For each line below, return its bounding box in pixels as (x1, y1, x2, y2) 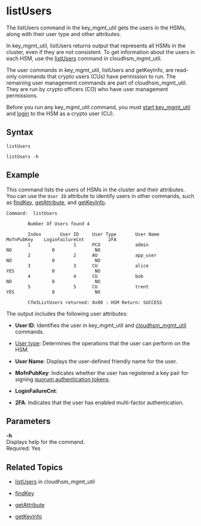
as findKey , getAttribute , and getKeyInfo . (6, 199, 107, 206)
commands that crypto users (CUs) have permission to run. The (17, 73, 176, 80)
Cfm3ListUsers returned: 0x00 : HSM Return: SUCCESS (28, 299, 163, 305)
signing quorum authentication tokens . (14, 375, 110, 383)
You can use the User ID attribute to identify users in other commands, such (6, 192, 194, 199)
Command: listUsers (6, 210, 58, 217)
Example (6, 170, 40, 181)
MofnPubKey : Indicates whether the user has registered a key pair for (14, 369, 189, 376)
